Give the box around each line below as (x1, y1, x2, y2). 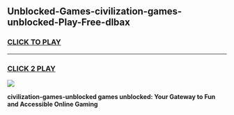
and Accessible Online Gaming (7, 100, 98, 108)
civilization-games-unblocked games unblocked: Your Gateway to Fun (7, 92, 216, 100)
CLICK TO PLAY (7, 38, 61, 47)
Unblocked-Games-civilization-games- (7, 6, 182, 17)
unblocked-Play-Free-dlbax (7, 17, 130, 29)
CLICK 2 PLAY (7, 63, 56, 73)
